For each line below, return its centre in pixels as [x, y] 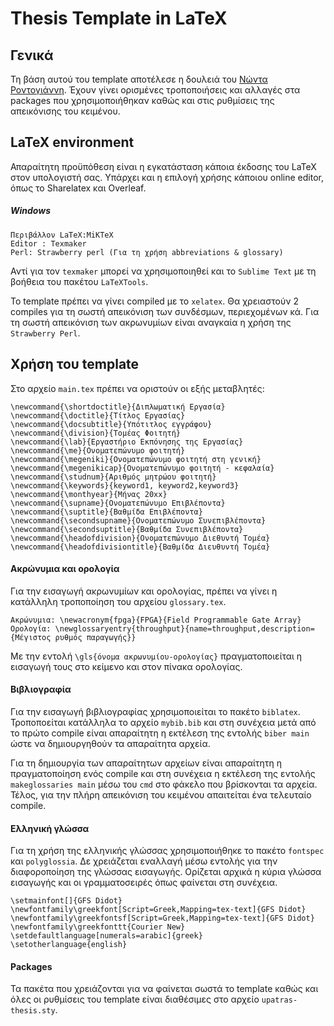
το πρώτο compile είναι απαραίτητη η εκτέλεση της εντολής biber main [160, 733]
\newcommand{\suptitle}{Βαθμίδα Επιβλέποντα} [106, 512]
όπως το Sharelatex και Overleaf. [78, 188]
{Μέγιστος [31, 637]
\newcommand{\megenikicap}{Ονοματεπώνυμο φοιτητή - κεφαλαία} [142, 468]
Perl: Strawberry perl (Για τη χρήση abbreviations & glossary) [147, 252]
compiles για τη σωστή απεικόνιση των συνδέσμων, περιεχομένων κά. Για [165, 311]
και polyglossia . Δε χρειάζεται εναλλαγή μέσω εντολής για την [144, 861]
